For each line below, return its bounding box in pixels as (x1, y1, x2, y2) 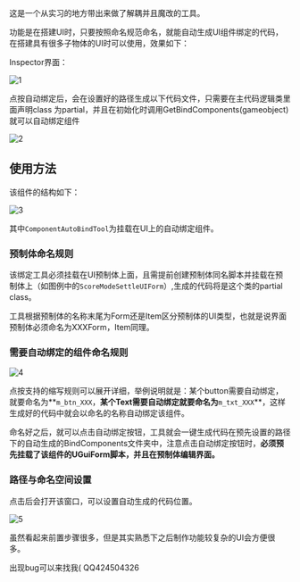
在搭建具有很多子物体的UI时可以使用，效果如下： (9, 38, 190, 48)
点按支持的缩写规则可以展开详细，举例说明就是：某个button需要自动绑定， (9, 386, 284, 396)
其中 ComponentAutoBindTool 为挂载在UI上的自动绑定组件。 (9, 222, 219, 234)
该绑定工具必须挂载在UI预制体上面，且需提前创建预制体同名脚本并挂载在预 (9, 270, 284, 280)
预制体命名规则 (9, 247, 74, 260)
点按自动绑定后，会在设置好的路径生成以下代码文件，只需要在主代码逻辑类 (9, 93, 283, 104)
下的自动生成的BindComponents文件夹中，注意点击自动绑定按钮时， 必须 (9, 438, 277, 449)
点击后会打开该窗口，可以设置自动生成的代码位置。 (9, 495, 197, 506)
